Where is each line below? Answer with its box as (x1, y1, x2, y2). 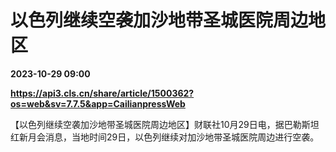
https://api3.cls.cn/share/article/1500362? (10, 87, 195, 99)
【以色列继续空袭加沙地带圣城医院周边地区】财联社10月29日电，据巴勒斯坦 (10, 118, 320, 130)
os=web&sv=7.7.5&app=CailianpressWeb (10, 97, 186, 110)
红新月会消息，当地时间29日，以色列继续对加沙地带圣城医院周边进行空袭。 (10, 131, 320, 143)
